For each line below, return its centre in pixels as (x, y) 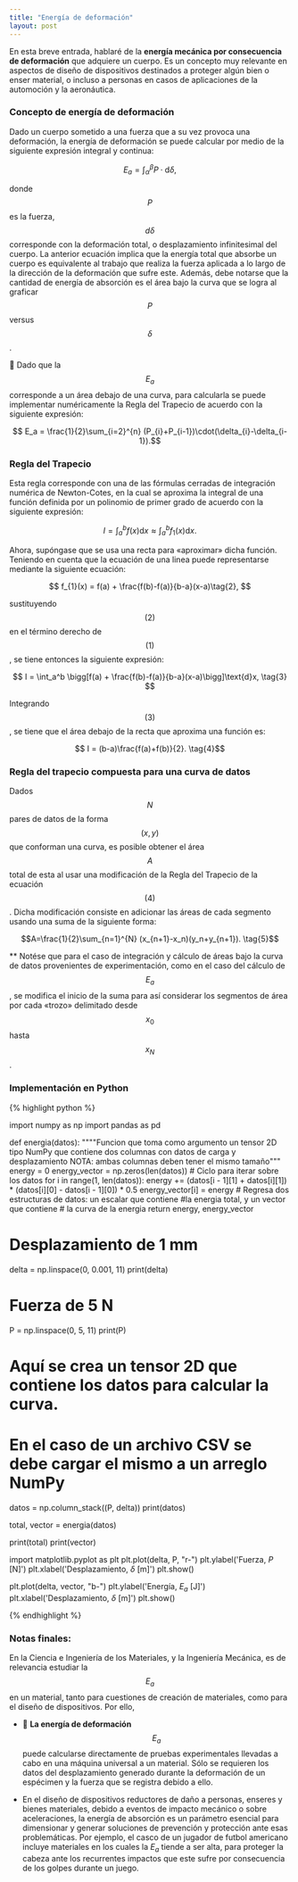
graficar (24, 292)
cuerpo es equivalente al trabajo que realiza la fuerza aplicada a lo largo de (148, 263)
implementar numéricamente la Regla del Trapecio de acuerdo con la (136, 405)
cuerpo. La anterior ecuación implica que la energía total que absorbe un (143, 254)
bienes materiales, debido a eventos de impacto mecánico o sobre (145, 1809)
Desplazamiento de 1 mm (104, 1244)
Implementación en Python (69, 1088)
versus (22, 320)
